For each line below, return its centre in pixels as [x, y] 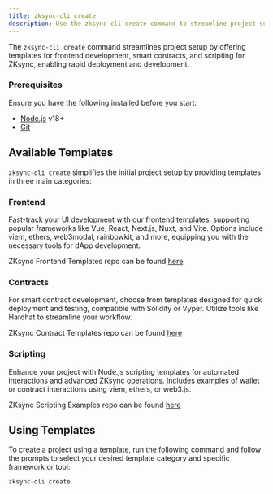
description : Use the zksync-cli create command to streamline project [132, 24]
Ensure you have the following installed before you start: [103, 102]
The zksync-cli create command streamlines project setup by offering [127, 46]
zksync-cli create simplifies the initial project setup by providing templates [135, 172]
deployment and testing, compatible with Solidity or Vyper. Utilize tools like [134, 309]
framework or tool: [39, 467]
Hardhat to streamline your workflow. [70, 317]
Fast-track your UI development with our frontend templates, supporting [129, 219]
